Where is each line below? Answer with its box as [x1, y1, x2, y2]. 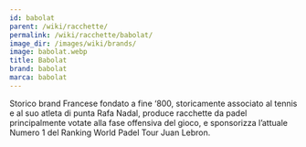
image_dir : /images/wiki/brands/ [9, 38, 137, 48]
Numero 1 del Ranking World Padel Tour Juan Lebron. [9, 127, 211, 138]
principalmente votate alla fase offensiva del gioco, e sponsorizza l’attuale [9, 117, 288, 128]
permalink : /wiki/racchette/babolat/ [9, 30, 153, 39]
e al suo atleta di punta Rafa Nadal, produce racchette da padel [9, 107, 248, 119]
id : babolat [9, 13, 55, 23]
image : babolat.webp [9, 47, 89, 57]
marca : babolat [9, 73, 68, 82]
